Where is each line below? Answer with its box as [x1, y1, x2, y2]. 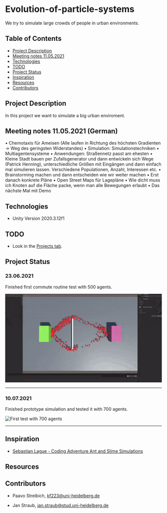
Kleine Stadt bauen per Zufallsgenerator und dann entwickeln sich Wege [5, 156, 154, 162]
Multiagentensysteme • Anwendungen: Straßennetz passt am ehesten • [5, 151, 153, 157]
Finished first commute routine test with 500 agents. [5, 284, 113, 290]
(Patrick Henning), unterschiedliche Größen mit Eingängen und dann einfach [5, 161, 162, 168]
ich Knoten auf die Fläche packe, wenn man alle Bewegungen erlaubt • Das [5, 182, 160, 188]
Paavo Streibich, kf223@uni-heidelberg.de [12, 493, 100, 499]
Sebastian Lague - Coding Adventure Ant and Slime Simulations [12, 448, 143, 454]
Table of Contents [5, 34, 62, 43]
